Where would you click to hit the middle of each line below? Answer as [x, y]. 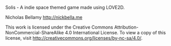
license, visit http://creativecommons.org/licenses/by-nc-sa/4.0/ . [74, 38]
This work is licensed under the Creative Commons [59, 27]
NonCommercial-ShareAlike [35, 32]
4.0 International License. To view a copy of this [115, 32]
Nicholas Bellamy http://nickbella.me [44, 17]
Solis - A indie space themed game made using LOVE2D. [65, 7]
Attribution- [126, 27]
